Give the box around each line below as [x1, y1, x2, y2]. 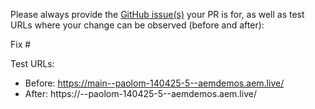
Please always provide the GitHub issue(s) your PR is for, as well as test [10, 9, 305, 20]
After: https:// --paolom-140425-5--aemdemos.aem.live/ [24, 88, 257, 99]
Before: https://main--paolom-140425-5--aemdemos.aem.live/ [24, 77, 285, 89]
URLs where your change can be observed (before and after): [10, 19, 265, 31]
